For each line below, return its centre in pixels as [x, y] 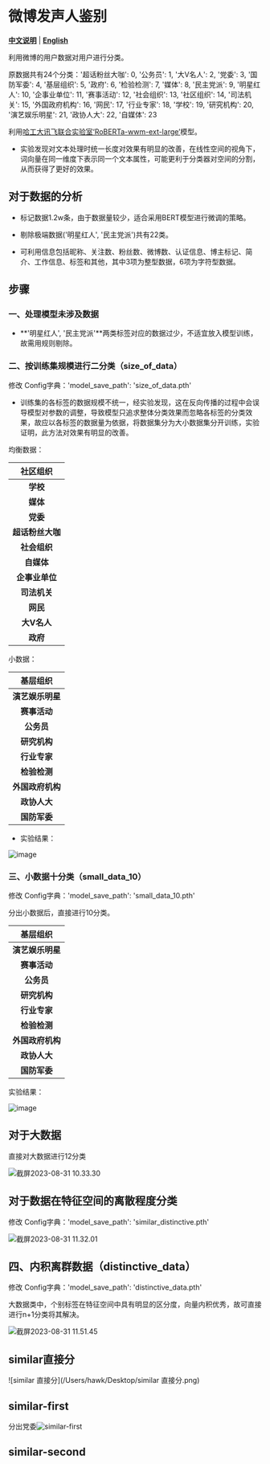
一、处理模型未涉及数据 [53, 314]
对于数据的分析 [45, 196]
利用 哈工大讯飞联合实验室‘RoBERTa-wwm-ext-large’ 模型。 [105, 131]
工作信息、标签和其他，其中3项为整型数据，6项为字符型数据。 [137, 261]
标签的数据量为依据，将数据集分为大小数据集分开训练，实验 [161, 422]
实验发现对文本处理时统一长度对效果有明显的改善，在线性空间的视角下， [139, 149]
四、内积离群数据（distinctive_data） [102, 1267]
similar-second [47, 1452]
